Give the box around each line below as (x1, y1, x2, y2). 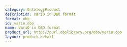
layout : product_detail (5, 35, 54, 40)
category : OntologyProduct (5, 7, 61, 12)
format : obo (5, 16, 30, 21)
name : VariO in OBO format (5, 25, 61, 30)
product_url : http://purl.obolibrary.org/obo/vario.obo (5, 30, 122, 35)
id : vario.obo (5, 21, 34, 26)
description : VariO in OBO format (5, 12, 76, 17)
